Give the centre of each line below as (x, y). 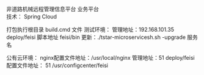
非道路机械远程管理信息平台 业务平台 (53, 9)
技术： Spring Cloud (31, 16)
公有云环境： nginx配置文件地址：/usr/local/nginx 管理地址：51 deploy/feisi (100, 58)
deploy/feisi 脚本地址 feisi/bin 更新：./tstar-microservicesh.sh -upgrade (96, 37)
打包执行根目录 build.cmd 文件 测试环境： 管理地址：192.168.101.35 (90, 30)
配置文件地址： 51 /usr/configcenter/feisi (57, 65)
